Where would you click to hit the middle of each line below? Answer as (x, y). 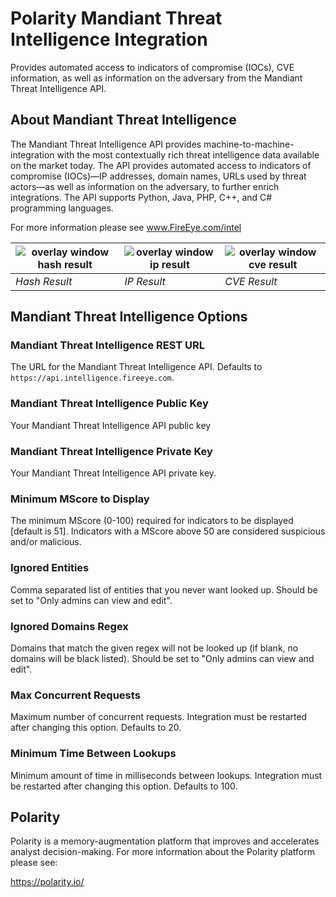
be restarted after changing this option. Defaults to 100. (124, 786)
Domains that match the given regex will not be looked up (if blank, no (154, 648)
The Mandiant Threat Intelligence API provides (106, 144)
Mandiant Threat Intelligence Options (129, 317)
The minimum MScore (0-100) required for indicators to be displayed (152, 521)
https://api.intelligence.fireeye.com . (92, 378)
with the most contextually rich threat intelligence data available (188, 154)
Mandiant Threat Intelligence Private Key (111, 451)
